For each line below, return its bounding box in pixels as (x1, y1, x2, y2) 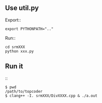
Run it (5, 62, 24, 71)
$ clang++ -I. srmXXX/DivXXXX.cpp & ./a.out (5, 93, 98, 98)
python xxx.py (5, 49, 34, 53)
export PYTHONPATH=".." (5, 26, 54, 31)
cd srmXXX (5, 44, 25, 50)
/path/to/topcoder (5, 89, 43, 94)
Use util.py (5, 4, 39, 12)
